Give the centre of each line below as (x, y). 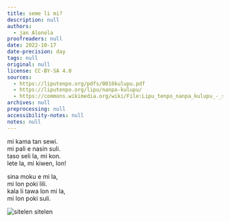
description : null (33, 20)
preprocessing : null (37, 109)
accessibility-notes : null (46, 115)
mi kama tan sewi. (33, 141)
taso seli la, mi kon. (34, 156)
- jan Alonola (33, 33)
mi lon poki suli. (29, 198)
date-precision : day (37, 52)
